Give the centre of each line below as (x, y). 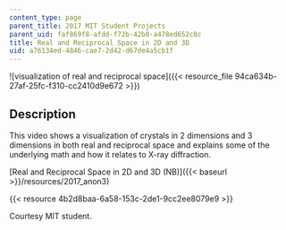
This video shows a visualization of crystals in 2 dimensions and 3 (131, 135)
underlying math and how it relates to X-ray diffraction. (110, 154)
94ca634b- (256, 76)
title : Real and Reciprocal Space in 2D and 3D (100, 43)
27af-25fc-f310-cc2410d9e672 (66, 86)
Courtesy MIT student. (50, 216)
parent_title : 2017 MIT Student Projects (88, 26)
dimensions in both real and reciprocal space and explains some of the (139, 145)
